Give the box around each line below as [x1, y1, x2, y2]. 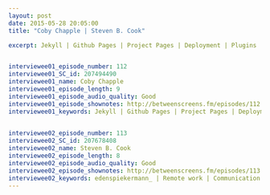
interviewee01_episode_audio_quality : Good [8, 92, 157, 100]
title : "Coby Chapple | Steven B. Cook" [8, 26, 146, 35]
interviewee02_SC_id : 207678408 [8, 137, 117, 145]
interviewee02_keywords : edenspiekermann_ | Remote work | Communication [8, 174, 261, 182]
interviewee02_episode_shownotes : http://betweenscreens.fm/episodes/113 [8, 166, 261, 175]
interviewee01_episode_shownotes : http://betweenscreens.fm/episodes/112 [8, 100, 261, 108]
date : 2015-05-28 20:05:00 [8, 19, 99, 27]
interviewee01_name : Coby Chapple [8, 78, 125, 86]
